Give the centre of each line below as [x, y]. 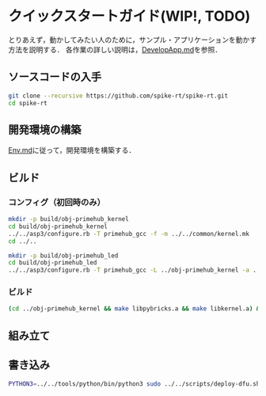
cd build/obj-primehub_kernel [58, 227]
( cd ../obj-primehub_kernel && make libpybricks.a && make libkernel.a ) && [136, 309]
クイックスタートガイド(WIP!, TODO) [129, 16]
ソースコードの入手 [55, 77]
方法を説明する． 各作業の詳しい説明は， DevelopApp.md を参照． [115, 49]
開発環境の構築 [45, 129]
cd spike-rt [28, 103]
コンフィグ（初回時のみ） [57, 202]
